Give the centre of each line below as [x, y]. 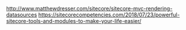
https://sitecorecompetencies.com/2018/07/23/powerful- [109, 15]
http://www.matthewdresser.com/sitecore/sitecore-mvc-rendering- [89, 9]
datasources [22, 15]
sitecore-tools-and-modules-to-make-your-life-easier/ [74, 21]
